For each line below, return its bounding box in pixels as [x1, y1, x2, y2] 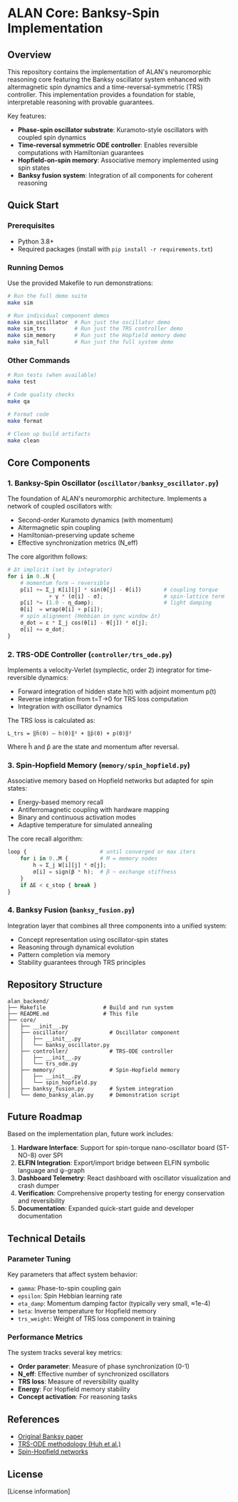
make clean [7, 437, 40, 444]
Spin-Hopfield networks [17, 1448, 88, 1456]
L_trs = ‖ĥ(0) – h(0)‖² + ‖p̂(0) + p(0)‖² [7, 730, 133, 737]
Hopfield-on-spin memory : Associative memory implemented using [17, 156, 219, 164]
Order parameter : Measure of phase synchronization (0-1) [17, 1362, 190, 1371]
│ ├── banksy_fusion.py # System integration [7, 1085, 174, 1092]
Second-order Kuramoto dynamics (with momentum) [17, 516, 173, 524]
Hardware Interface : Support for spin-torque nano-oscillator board [17, 1143, 215, 1152]
